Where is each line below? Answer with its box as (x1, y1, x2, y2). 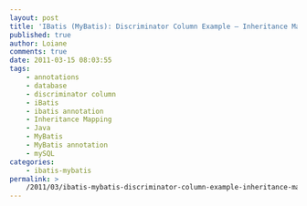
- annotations (26, 73, 79, 82)
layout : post (9, 13, 59, 23)
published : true (9, 30, 71, 39)
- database (26, 81, 68, 90)
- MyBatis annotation (26, 140, 108, 149)
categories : (9, 157, 55, 167)
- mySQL (26, 149, 55, 158)
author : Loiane (9, 38, 68, 48)
